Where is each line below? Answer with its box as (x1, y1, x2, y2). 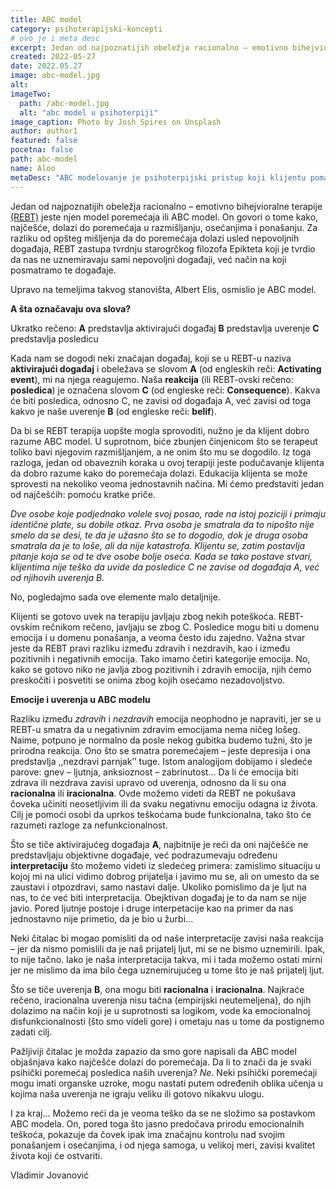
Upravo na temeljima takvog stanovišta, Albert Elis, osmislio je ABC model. (10, 283, 317, 295)
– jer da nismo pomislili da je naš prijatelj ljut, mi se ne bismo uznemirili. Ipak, (10, 942, 326, 955)
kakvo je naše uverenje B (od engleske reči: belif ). (10, 405, 217, 417)
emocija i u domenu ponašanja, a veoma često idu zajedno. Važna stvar (10, 631, 306, 643)
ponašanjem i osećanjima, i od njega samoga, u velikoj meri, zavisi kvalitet (10, 1139, 316, 1151)
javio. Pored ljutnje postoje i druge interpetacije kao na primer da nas (10, 902, 294, 914)
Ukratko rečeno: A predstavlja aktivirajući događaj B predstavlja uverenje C (10, 322, 320, 334)
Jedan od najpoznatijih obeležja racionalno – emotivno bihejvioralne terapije (10, 200, 323, 212)
